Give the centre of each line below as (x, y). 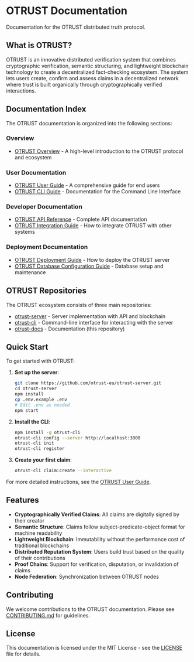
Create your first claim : (43, 460)
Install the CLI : (32, 422)
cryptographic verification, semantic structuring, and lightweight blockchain (97, 66)
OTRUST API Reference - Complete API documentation (81, 219)
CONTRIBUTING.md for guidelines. (48, 615)
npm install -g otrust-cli (47, 432)
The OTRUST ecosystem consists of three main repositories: (79, 305)
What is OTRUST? (39, 45)
